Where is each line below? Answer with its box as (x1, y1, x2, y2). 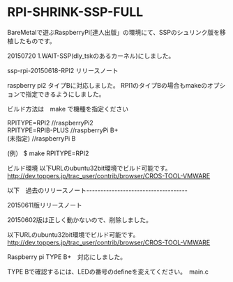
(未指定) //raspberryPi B (7, 134, 76, 143)
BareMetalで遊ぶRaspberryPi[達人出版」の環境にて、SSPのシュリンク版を (7, 28, 220, 36)
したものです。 (13, 36, 56, 45)
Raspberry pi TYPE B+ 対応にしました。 (7, 252, 127, 261)
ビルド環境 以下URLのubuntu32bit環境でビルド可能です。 (7, 164, 172, 172)
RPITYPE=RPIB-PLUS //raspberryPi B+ (7, 126, 119, 134)
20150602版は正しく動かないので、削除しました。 (7, 215, 152, 224)
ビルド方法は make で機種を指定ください (7, 104, 129, 113)
